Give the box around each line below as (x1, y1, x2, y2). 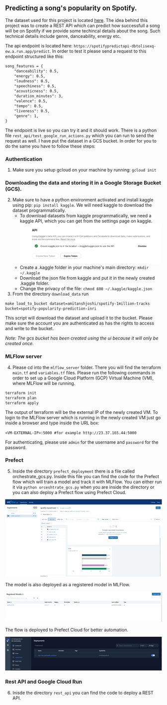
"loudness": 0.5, (14, 78, 50, 84)
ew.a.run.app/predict (5, 49, 50, 54)
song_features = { (5, 63, 43, 69)
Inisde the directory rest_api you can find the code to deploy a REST (12, 690, 154, 696)
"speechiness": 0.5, (14, 83, 57, 89)
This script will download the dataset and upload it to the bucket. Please (5, 315, 153, 321)
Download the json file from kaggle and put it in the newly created (19, 275, 155, 281)
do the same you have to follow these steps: (5, 143, 96, 149)
